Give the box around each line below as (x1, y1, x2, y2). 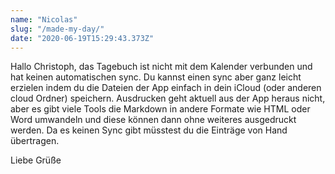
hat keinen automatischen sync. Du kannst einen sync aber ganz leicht (10, 71, 302, 83)
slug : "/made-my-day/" (10, 24, 105, 34)
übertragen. (10, 135, 60, 147)
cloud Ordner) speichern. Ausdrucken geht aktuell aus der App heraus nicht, (10, 92, 326, 105)
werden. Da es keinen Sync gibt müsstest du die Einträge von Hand (10, 124, 288, 136)
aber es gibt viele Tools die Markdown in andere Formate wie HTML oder (10, 103, 311, 115)
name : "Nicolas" (10, 14, 78, 25)
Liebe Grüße (10, 154, 62, 166)
